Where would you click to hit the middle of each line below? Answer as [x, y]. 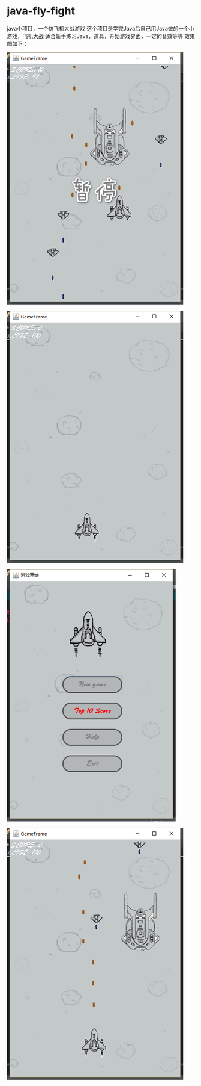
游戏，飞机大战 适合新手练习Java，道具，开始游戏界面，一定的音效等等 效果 [101, 36]
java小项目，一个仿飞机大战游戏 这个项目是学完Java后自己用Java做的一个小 [100, 28]
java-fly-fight [41, 11]
